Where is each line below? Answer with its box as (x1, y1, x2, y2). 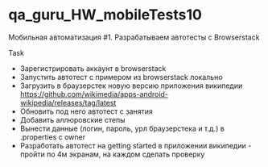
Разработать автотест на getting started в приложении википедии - (19, 140, 252, 150)
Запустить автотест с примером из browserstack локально (19, 72, 223, 81)
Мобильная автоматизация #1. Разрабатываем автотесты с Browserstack (8, 32, 260, 42)
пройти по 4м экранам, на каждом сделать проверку (19, 149, 205, 159)
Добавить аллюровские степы (19, 115, 126, 124)
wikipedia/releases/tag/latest (19, 98, 117, 107)
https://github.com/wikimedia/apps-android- (19, 89, 169, 98)
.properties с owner (19, 132, 86, 142)
